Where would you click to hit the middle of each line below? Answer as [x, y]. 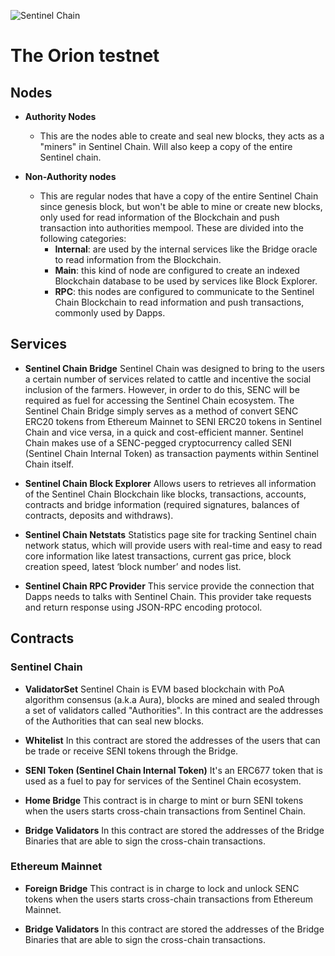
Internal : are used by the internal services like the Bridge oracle [186, 249]
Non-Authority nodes [70, 176]
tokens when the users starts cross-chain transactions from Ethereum [168, 899]
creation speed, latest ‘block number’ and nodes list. [133, 566]
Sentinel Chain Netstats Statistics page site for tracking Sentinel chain [170, 534]
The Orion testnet [85, 56]
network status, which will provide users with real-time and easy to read [173, 545]
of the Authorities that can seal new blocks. [114, 721]
